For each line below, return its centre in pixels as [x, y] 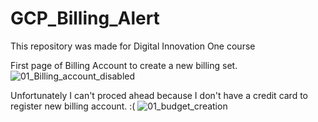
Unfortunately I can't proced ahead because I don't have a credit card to [159, 95]
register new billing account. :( [73, 106]
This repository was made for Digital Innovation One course [133, 46]
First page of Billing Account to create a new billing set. [124, 65]
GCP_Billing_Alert [85, 18]
